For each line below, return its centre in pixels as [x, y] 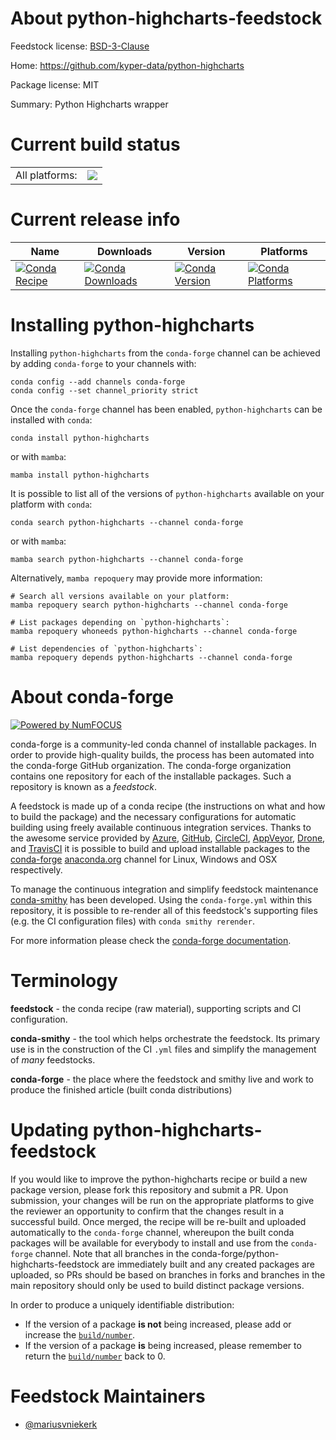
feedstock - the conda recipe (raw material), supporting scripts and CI [156, 1008]
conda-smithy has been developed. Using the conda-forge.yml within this [161, 899]
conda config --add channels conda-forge [98, 382]
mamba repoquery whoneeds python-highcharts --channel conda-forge [154, 631]
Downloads [124, 251]
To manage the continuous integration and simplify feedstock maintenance [164, 889]
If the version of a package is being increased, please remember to [163, 1345]
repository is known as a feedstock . [84, 786]
